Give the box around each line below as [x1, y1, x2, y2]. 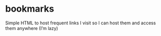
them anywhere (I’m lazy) [5, 25, 58, 31]
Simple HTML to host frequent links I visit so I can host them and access [5, 20, 156, 26]
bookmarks [5, 3, 54, 15]
